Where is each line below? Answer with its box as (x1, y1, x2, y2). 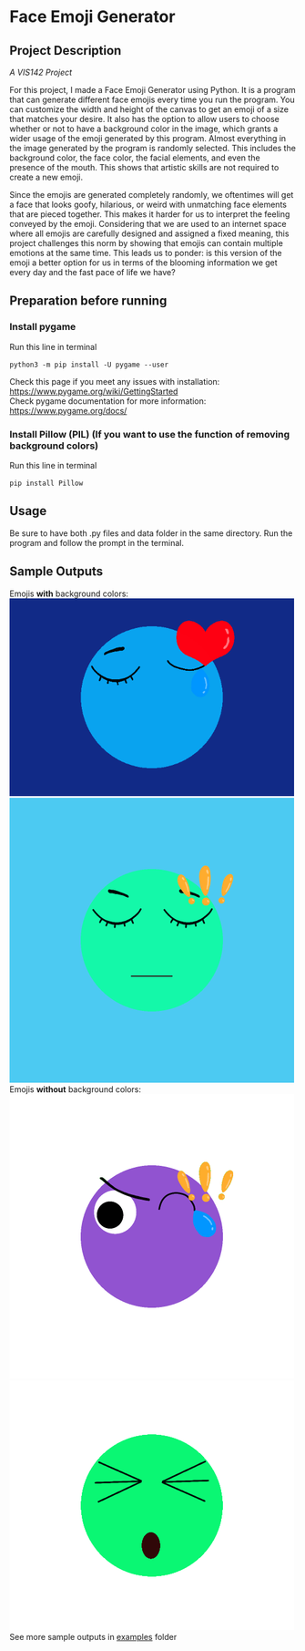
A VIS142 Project (9, 67, 73, 77)
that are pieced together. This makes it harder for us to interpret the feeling (9, 209, 290, 220)
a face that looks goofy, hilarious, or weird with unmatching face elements (9, 199, 287, 210)
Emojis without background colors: (9, 1083, 142, 1095)
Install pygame (9, 321, 76, 334)
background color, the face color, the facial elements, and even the (9, 152, 261, 163)
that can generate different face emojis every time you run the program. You (9, 94, 295, 105)
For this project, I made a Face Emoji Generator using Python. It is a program (9, 85, 296, 95)
